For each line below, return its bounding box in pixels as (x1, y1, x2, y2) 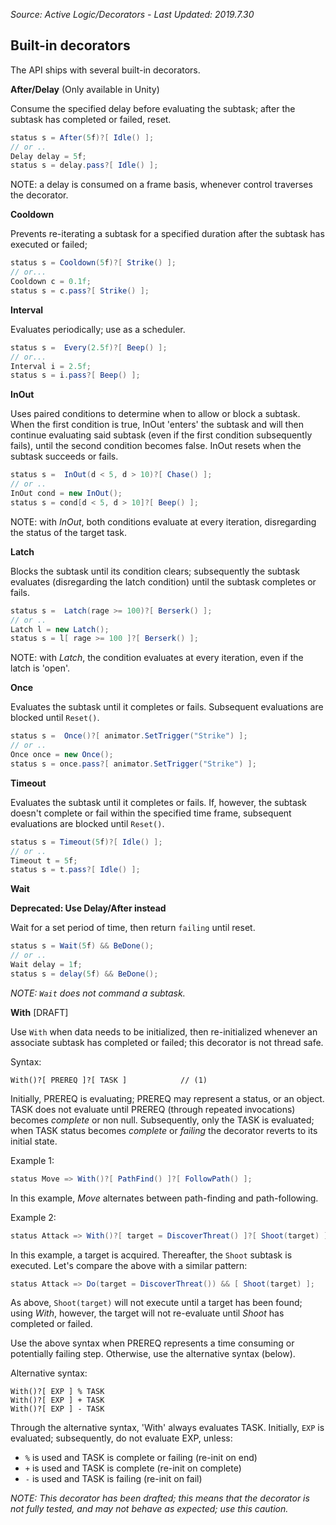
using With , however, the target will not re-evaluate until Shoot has (10, 1307, 285, 1319)
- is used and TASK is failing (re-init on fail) (24, 1473, 203, 1485)
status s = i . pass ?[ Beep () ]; (10, 370, 141, 381)
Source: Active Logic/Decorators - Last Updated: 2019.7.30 (10, 9, 255, 20)
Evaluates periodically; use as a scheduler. (10, 323, 186, 335)
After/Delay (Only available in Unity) (10, 83, 160, 95)
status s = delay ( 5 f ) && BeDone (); (10, 969, 159, 979)
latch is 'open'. (10, 662, 71, 674)
